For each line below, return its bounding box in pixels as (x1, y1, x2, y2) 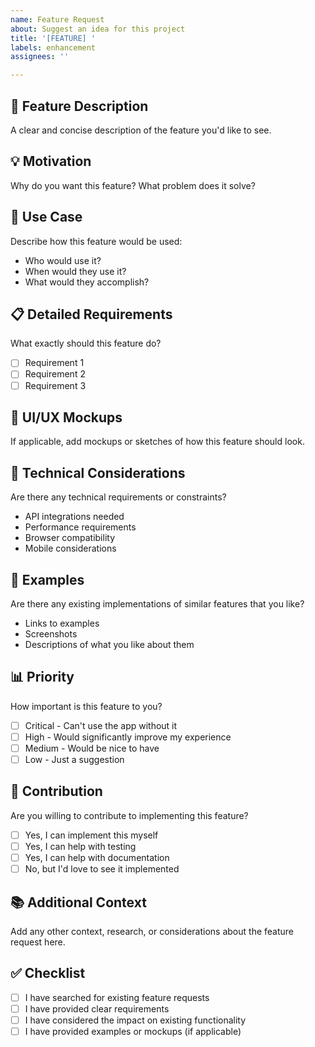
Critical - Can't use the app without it (24, 719, 178, 731)
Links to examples (24, 617, 100, 629)
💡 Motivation (10, 153, 92, 170)
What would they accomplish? (24, 276, 150, 288)
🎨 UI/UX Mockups (10, 409, 123, 426)
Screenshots (24, 628, 78, 640)
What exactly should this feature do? (10, 337, 162, 350)
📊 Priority (10, 669, 75, 686)
